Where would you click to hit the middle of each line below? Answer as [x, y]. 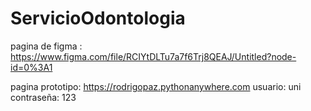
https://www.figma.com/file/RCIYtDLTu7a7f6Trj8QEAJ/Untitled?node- [153, 56]
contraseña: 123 [43, 97]
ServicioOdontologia [98, 18]
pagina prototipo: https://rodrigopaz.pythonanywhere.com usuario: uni [156, 86]
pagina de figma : [46, 46]
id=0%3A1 [31, 67]
